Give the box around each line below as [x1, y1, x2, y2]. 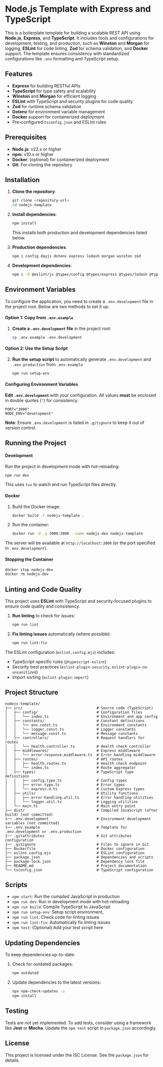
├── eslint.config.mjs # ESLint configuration [5, 850, 145, 856]
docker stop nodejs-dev [5, 567, 54, 572]
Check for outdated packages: [12, 961, 73, 967]
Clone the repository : [12, 189, 56, 194]
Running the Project [5, 439, 67, 447]
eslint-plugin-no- [111, 665, 149, 669]
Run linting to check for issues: [12, 613, 75, 619]
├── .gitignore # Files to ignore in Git [5, 842, 149, 847]
